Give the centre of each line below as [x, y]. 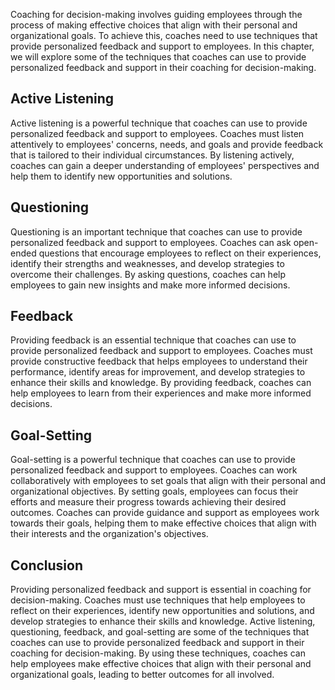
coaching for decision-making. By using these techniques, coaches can [158, 653]
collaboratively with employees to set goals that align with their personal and [168, 481]
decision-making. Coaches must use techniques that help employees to [158, 600]
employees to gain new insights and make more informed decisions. [150, 285]
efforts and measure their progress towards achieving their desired [148, 502]
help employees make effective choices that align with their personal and [161, 664]
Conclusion [47, 565]
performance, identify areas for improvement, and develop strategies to [158, 372]
